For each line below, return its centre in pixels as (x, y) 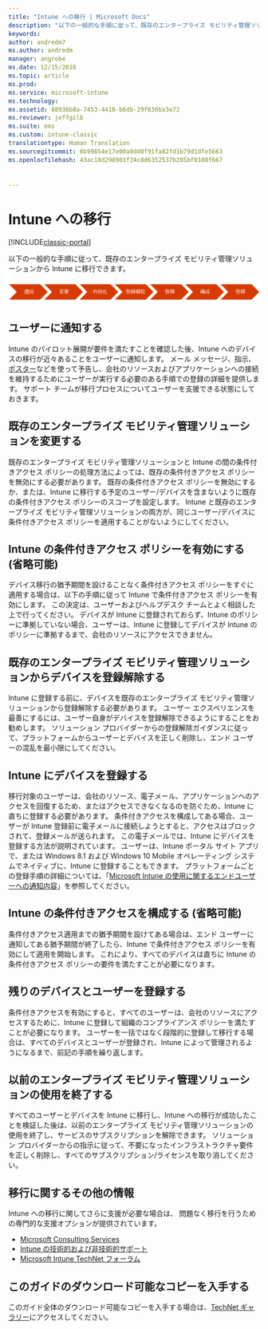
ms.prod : (23, 84)
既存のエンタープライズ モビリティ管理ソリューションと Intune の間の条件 (129, 462)
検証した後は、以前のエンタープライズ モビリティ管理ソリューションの (138, 1126)
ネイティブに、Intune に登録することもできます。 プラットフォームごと (138, 866)
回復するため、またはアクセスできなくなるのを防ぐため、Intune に (145, 806)
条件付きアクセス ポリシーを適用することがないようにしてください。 (121, 522)
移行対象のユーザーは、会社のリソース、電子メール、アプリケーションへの (130, 796)
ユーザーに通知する (55, 328)
